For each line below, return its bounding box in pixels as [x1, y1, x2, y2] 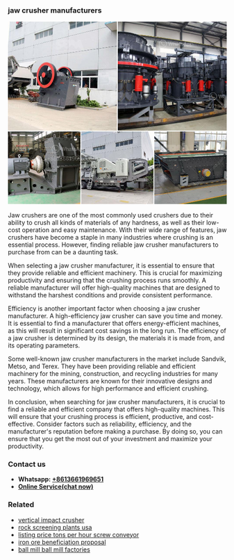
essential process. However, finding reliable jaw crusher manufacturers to [8, 240, 219, 249]
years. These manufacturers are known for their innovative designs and [8, 377, 212, 385]
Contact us [8, 459, 46, 469]
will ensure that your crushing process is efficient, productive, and [8, 412, 197, 420]
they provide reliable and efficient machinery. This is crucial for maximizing [8, 268, 223, 277]
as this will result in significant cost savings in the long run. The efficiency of [8, 326, 226, 335]
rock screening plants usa [17, 523, 92, 532]
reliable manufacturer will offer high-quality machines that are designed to [8, 283, 221, 292]
